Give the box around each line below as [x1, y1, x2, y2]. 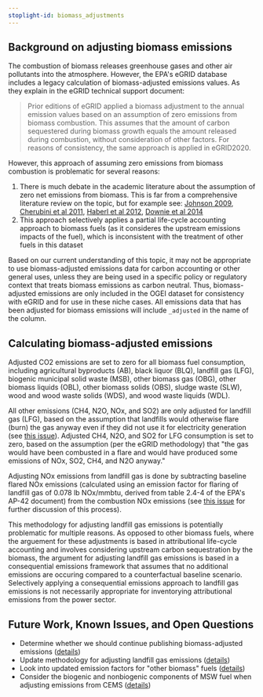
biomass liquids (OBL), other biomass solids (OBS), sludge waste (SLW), [8, 382, 242, 392]
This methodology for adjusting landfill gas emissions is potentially [8, 520, 224, 530]
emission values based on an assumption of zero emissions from [27, 110, 238, 119]
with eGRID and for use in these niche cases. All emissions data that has [8, 297, 242, 307]
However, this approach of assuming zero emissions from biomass [8, 159, 224, 168]
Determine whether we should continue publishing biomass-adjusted [19, 639, 243, 648]
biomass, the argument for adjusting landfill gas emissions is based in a [8, 553, 239, 563]
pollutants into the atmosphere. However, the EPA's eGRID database [8, 70, 228, 79]
